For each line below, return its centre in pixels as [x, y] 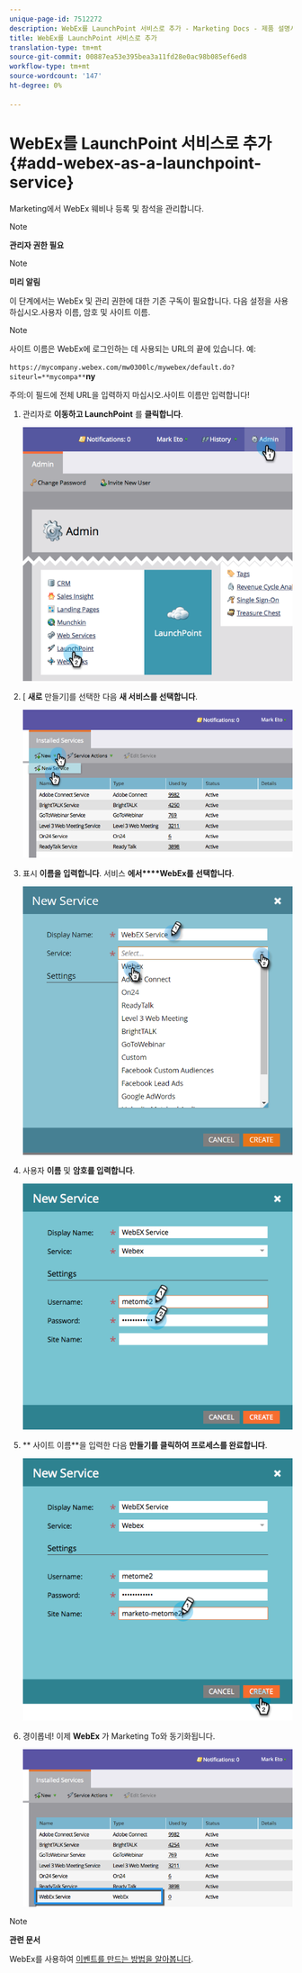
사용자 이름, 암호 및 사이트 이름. [95, 312]
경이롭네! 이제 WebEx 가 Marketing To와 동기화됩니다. [119, 1736]
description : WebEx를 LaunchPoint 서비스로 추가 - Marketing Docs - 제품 [142, 28]
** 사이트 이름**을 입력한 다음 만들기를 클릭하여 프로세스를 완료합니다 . [145, 1445]
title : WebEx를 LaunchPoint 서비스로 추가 [83, 38]
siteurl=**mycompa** [48, 377]
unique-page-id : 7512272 [56, 19]
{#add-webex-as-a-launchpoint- [136, 163]
